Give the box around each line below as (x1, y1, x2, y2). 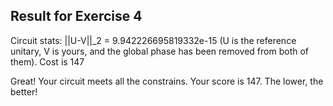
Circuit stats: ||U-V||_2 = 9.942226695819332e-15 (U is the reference (10, 34, 297, 46)
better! (10, 85, 38, 98)
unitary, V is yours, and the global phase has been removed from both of (10, 45, 310, 57)
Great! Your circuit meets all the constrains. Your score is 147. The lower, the (10, 75, 324, 87)
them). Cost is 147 (10, 55, 85, 68)
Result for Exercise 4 (10, 8, 143, 25)
